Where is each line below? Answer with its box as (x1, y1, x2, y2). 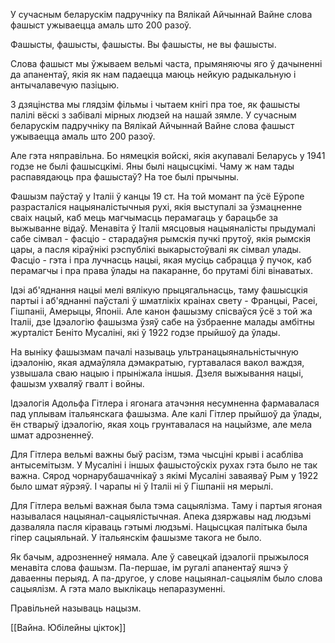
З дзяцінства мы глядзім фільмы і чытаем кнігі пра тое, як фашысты (10, 99, 301, 110)
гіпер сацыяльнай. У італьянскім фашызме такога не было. (10, 532, 262, 543)
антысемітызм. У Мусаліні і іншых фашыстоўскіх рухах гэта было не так (10, 459, 318, 471)
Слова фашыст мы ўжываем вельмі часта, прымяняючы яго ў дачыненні (10, 58, 323, 69)
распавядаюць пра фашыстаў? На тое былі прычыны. (10, 171, 240, 183)
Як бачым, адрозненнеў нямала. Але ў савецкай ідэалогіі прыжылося (10, 551, 310, 563)
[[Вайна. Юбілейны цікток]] (10, 622, 127, 633)
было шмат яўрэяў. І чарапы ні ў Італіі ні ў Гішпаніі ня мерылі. (10, 480, 274, 492)
